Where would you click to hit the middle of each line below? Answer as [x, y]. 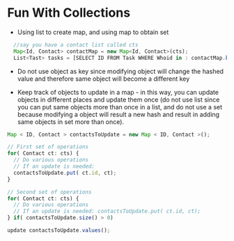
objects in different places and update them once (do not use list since [118, 100]
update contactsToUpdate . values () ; [59, 231]
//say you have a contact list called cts [76, 45]
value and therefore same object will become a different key [103, 79]
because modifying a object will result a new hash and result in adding [118, 114]
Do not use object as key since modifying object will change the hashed [120, 71]
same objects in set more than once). [70, 122]
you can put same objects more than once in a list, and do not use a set [120, 107]
